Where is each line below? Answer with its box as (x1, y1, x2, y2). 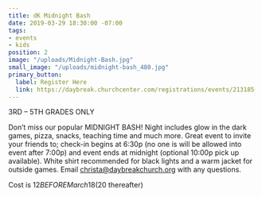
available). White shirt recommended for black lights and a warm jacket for (8, 156, 253, 166)
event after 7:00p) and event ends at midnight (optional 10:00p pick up (8, 148, 240, 157)
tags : (8, 26, 26, 34)
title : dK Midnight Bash (8, 11, 91, 20)
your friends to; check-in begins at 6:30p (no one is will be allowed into (8, 140, 242, 149)
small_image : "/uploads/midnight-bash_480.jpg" (8, 64, 170, 71)
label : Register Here (15, 78, 88, 86)
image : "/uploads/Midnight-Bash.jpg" (8, 56, 134, 64)
